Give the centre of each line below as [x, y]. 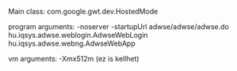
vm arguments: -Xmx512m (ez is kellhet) [74, 59]
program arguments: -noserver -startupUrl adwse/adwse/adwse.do [119, 26]
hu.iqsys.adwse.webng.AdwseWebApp [72, 43]
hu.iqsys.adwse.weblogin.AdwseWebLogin [78, 35]
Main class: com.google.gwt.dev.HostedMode [83, 11]
